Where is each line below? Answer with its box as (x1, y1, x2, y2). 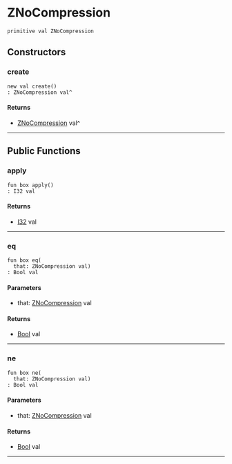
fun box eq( (7, 257, 41, 264)
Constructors (7, 46, 66, 58)
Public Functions (7, 145, 81, 157)
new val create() (7, 83, 57, 90)
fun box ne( (7, 369, 41, 376)
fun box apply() (7, 182, 54, 188)
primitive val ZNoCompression (7, 28, 95, 35)
